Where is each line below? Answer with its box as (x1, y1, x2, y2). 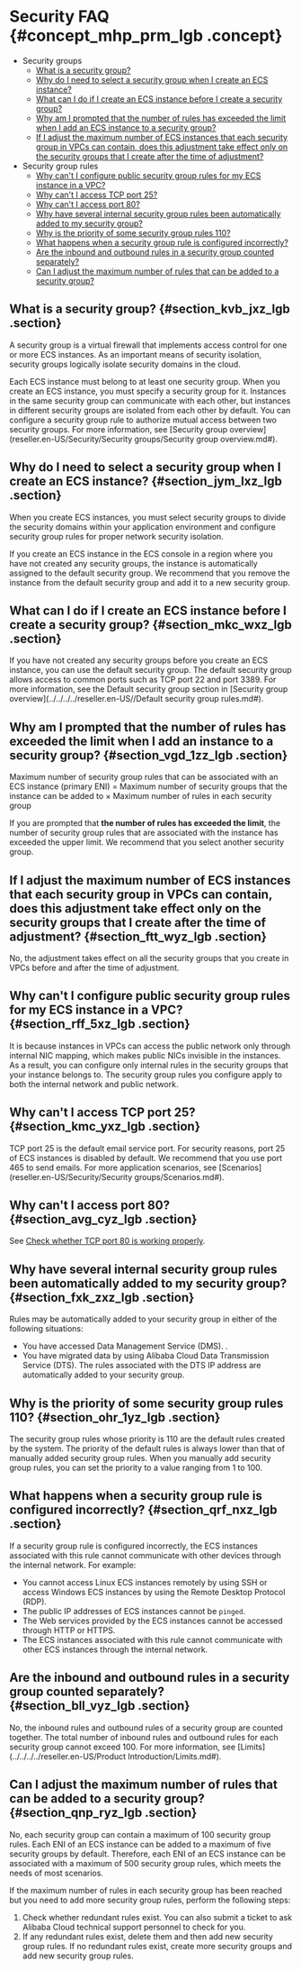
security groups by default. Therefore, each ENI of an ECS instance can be (9, 1848, 286, 1859)
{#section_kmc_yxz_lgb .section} (9, 1119, 200, 1134)
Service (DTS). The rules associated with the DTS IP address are (22, 1360, 261, 1371)
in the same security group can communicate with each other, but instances (9, 395, 291, 406)
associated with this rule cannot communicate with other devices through (9, 1549, 281, 1560)
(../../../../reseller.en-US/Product (9, 1750, 127, 1762)
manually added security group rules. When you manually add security (9, 1453, 271, 1464)
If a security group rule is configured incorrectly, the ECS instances (9, 1540, 259, 1551)
